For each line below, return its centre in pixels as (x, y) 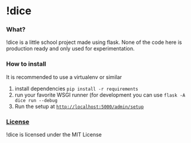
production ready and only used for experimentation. (70, 49)
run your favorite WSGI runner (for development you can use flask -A (100, 95)
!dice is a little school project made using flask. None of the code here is (94, 42)
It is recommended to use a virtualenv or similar (64, 77)
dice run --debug (36, 100)
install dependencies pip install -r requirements (76, 88)
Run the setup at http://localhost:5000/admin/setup (79, 106)
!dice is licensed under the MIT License (54, 135)
